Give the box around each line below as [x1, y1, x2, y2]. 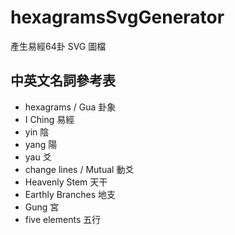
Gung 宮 [24, 201, 60, 213]
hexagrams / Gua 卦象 [24, 101, 117, 113]
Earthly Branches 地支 [24, 188, 117, 200]
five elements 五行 [24, 213, 102, 225]
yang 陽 [24, 138, 58, 150]
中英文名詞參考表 [10, 72, 116, 90]
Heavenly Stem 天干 [24, 176, 108, 188]
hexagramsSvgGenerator [10, 6, 225, 29]
